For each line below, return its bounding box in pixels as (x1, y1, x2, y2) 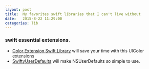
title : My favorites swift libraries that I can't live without (5, 12, 141, 17)
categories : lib (5, 20, 38, 26)
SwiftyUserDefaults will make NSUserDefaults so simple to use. (12, 58, 140, 64)
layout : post (5, 7, 32, 12)
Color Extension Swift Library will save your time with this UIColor (12, 48, 144, 53)
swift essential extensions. (5, 37, 70, 44)
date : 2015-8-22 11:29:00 (5, 16, 63, 21)
